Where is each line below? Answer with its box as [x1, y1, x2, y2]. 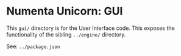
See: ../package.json [6, 43, 60, 50]
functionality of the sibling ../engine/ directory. [6, 30, 126, 38]
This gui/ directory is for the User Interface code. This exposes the [6, 24, 175, 32]
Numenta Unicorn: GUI [6, 4, 123, 18]
